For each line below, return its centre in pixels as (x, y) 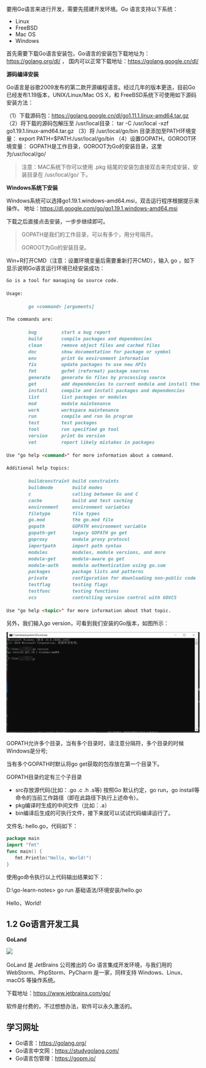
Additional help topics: (38, 468)
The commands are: (30, 320)
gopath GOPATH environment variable (88, 526)
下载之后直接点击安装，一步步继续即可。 (57, 221)
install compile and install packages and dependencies (107, 390)
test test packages (63, 423)
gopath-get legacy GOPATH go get (78, 533)
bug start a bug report (70, 332)
